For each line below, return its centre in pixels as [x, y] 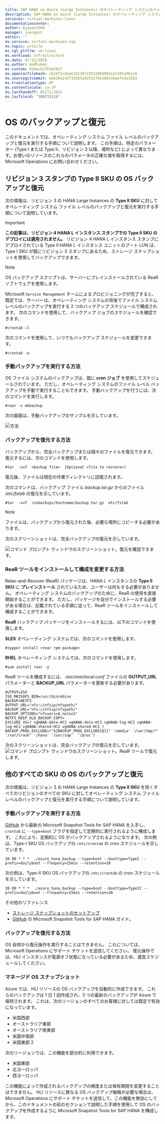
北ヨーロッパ [25, 1069]
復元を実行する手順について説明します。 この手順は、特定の [79, 143]
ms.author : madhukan [26, 64]
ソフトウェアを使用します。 [33, 284]
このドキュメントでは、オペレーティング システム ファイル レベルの [73, 137]
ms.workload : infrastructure [35, 55]
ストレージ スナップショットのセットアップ [56, 913]
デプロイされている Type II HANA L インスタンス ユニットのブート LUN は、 [82, 245]
